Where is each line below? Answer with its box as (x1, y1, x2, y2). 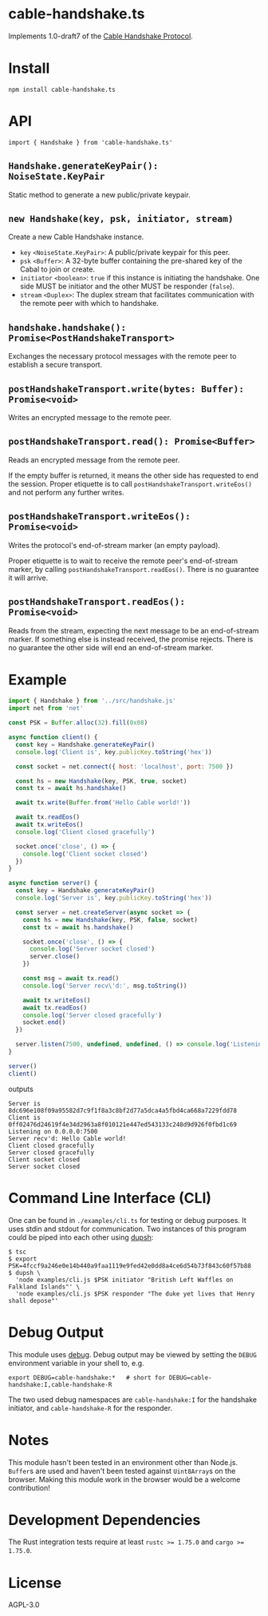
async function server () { (8, 879, 98, 887)
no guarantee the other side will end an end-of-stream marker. (8, 642, 214, 652)
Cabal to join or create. (19, 264, 96, 274)
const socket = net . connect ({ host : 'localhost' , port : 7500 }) (15, 762, 234, 771)
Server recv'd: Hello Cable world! (8, 1134, 127, 1142)
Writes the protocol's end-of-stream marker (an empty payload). (8, 540, 221, 550)
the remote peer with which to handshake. (19, 299, 160, 308)
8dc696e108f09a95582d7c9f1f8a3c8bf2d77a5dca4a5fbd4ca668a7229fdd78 (8, 1106, 238, 1114)
